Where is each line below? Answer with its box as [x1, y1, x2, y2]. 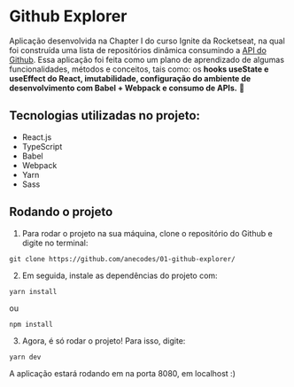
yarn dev [9, 352, 42, 361]
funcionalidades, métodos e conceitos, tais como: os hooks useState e [9, 64, 269, 74]
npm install [9, 320, 53, 329]
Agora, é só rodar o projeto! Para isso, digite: [21, 335, 186, 346]
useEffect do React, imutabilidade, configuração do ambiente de [9, 73, 251, 83]
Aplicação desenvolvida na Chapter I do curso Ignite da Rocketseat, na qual [9, 35, 285, 46]
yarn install [9, 287, 58, 296]
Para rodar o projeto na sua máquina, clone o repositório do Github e [21, 228, 273, 238]
